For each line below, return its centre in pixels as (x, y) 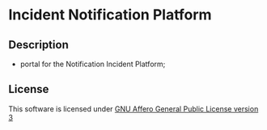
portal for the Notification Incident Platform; (93, 64)
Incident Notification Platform (110, 15)
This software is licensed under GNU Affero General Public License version (133, 109)
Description (38, 45)
